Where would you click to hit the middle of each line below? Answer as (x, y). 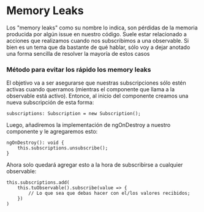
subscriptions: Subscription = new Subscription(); (74, 114)
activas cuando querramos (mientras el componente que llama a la (91, 89)
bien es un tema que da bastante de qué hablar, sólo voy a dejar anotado (98, 47)
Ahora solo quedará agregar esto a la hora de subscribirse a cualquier (95, 165)
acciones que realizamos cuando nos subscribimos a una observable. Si (97, 40)
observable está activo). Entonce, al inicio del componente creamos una (97, 96)
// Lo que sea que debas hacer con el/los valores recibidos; (109, 194)
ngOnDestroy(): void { (35, 143)
